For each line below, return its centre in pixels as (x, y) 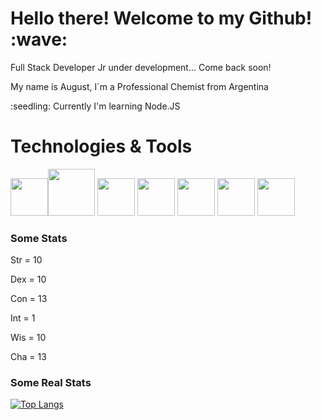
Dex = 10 (28, 279)
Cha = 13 (28, 357)
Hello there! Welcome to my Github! (161, 18)
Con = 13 (29, 299)
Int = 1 (23, 318)
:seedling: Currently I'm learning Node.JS (95, 106)
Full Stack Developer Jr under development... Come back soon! (141, 67)
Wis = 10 (28, 338)
